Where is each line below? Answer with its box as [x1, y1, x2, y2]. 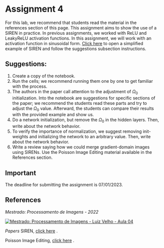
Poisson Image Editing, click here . [5, 237, 74, 243]
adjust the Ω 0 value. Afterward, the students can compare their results [12, 105, 154, 112]
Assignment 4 [5, 3, 64, 15]
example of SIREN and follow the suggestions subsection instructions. [5, 46, 146, 51]
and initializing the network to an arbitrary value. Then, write [29, 134, 151, 140]
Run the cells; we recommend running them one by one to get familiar [12, 78, 153, 84]
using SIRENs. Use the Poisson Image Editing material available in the [12, 149, 152, 155]
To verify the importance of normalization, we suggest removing [12, 128, 142, 134]
